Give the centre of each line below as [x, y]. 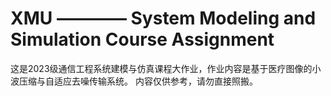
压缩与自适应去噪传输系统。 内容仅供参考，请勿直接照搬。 [138, 81]
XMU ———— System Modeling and [163, 18]
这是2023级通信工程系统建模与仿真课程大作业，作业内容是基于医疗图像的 [161, 68]
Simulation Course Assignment [142, 39]
